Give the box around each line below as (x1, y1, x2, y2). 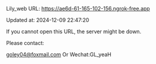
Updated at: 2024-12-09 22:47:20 (6, 17, 90, 23)
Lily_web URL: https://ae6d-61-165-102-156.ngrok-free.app (6, 5, 150, 12)
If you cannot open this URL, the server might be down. (6, 28, 141, 35)
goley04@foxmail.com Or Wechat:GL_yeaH (6, 51, 112, 58)
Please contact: (6, 40, 44, 46)
